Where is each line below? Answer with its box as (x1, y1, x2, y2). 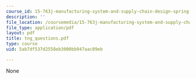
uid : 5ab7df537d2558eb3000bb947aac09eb (6, 46, 103, 52)
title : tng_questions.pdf (6, 35, 69, 41)
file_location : (6, 19, 43, 25)
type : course (6, 41, 38, 47)
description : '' (6, 14, 45, 20)
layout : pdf (6, 30, 35, 36)
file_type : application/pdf (6, 24, 75, 31)
